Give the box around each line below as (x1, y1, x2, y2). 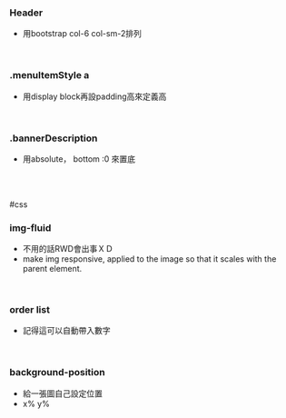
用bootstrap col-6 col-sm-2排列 (22, 28, 143, 39)
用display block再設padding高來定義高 (22, 91, 167, 102)
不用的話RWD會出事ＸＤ (22, 244, 113, 254)
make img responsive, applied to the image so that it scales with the (22, 254, 277, 264)
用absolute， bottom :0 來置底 (22, 153, 136, 164)
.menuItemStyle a (9, 69, 90, 82)
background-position (9, 366, 106, 379)
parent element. (22, 264, 83, 274)
